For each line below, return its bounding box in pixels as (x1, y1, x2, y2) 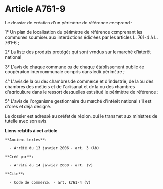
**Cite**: (5, 171, 25, 176)
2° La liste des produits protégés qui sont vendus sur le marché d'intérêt (5, 49, 151, 55)
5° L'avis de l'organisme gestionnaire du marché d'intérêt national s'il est (5, 98, 152, 104)
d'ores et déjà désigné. (5, 103, 51, 109)
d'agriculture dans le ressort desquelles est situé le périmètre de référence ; (5, 89, 159, 94)
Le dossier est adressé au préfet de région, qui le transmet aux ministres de (5, 113, 158, 118)
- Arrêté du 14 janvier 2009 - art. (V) (9, 163, 93, 167)
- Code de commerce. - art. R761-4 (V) (9, 180, 91, 185)
